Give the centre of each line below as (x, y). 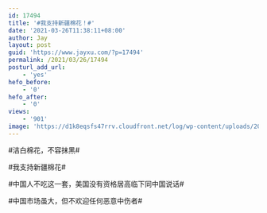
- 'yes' (35, 75)
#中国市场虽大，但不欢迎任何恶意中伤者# (75, 200)
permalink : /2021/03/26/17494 (58, 60)
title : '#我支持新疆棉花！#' (52, 23)
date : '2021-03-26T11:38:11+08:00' (67, 30)
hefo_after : (28, 97)
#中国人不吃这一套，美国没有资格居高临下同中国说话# (96, 184)
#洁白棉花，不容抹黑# (44, 150)
